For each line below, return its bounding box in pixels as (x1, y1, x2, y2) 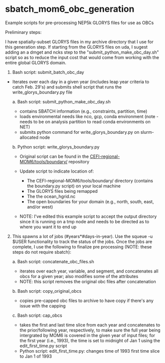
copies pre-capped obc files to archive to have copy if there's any (19, 298, 154, 303)
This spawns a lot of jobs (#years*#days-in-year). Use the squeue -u (12, 233, 153, 239)
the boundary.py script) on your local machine (27, 183, 121, 189)
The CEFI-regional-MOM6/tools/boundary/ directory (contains (27, 178, 154, 183)
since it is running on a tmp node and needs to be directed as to (19, 218, 149, 224)
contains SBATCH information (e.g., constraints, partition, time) (19, 108, 148, 114)
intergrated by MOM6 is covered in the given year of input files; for (19, 332, 155, 338)
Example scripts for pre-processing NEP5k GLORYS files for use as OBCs (5, 20, 154, 26)
